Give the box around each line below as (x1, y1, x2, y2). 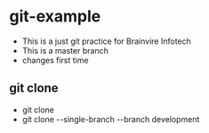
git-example (9, 6, 101, 27)
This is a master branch (21, 45, 109, 55)
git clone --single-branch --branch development (21, 113, 200, 124)
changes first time (21, 54, 89, 65)
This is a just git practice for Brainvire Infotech (21, 36, 191, 46)
